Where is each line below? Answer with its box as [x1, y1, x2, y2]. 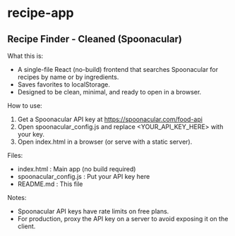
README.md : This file [17, 180, 83, 188]
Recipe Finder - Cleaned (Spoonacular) [7, 33, 182, 45]
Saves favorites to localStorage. [17, 80, 111, 89]
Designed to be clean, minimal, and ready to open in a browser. [17, 88, 202, 96]
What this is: [7, 51, 44, 60]
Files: [7, 151, 23, 159]
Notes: [7, 194, 27, 201]
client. [17, 222, 36, 230]
